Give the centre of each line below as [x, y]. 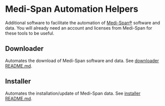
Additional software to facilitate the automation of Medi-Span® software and [83, 23]
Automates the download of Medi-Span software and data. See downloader [82, 61]
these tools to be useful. [30, 33]
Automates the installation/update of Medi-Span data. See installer [73, 93]
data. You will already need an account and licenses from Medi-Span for [79, 28]
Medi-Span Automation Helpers [72, 9]
